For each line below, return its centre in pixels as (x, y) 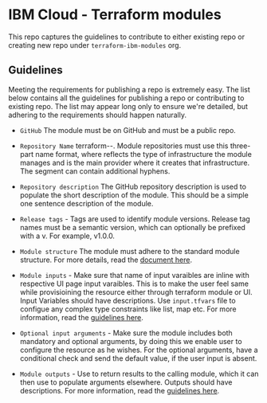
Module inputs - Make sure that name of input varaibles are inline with (134, 275)
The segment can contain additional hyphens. (95, 171)
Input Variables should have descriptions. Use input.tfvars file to (128, 300)
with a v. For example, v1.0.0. (67, 236)
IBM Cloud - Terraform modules (115, 15)
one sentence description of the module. (86, 203)
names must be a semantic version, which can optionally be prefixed (132, 227)
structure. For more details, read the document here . (106, 260)
